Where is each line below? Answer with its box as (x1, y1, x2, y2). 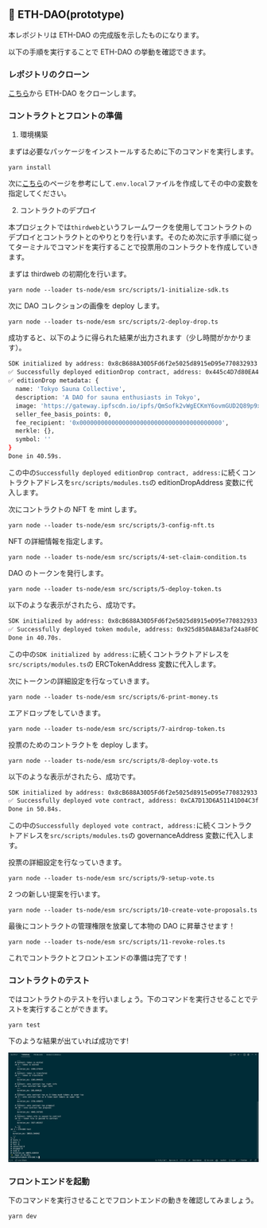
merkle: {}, (15, 427, 56, 435)
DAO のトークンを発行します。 (8, 568, 109, 577)
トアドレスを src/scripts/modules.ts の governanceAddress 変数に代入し (8, 831, 248, 840)
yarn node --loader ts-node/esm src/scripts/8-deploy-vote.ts (8, 757, 219, 765)
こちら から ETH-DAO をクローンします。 (8, 88, 141, 98)
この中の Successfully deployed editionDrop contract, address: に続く (8, 467, 242, 477)
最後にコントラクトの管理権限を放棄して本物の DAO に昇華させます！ (8, 921, 236, 931)
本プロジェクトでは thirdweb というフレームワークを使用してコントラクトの (8, 222, 253, 232)
